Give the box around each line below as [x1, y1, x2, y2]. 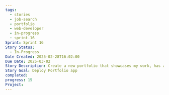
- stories [10, 12, 30, 17]
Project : [5, 82, 24, 87]
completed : [5, 73, 28, 78]
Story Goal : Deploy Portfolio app [5, 68, 78, 73]
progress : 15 [5, 77, 33, 82]
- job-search [10, 17, 37, 22]
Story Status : [5, 45, 35, 50]
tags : [5, 7, 17, 13]
